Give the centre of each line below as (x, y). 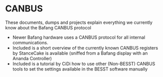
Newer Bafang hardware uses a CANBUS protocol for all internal (79, 37)
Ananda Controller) (32, 58)
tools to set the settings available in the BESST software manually (80, 69)
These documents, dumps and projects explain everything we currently (79, 22)
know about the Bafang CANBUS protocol (48, 27)
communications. (30, 42)
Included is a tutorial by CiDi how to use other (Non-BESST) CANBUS (84, 64)
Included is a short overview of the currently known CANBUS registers (85, 48)
